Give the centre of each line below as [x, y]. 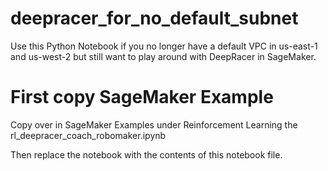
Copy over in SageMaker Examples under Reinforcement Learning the [154, 124]
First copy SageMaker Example [142, 97]
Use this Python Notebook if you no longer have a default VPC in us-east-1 [164, 46]
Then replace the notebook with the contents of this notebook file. [146, 154]
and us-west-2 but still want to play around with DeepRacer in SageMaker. [163, 56]
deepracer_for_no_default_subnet [154, 18]
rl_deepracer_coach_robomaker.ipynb [88, 135]
